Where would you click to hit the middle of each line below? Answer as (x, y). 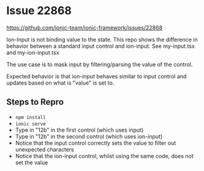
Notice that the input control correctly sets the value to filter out (96, 143)
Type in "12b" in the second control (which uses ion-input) (89, 136)
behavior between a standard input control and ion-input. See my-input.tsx (100, 46)
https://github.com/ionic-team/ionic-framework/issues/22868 (85, 28)
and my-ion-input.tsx (33, 52)
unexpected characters (45, 149)
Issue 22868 (39, 11)
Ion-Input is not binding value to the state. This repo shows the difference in (102, 39)
